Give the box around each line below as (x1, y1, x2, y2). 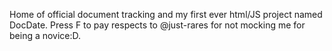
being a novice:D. (9, 30, 82, 41)
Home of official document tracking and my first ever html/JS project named (9, 9, 323, 20)
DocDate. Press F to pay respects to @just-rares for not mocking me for (9, 19, 306, 31)
